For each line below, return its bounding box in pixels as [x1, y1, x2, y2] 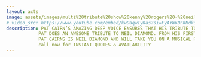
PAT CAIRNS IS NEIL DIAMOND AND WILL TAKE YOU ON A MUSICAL [38, 36, 191, 42]
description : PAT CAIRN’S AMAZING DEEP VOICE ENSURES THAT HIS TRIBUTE [6, 25, 188, 31]
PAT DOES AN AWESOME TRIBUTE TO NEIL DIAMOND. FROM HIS [38, 31, 181, 37]
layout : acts [6, 8, 39, 15]
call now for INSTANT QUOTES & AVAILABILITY [38, 42, 151, 48]
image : [6, 14, 23, 20]
